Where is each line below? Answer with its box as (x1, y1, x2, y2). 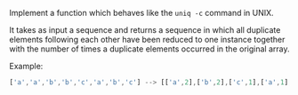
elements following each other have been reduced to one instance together (9, 35, 286, 44)
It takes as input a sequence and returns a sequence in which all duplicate (9, 25, 281, 35)
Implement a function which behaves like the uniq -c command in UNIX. (9, 8, 274, 18)
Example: (9, 61, 44, 71)
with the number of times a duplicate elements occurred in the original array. (9, 44, 290, 54)
